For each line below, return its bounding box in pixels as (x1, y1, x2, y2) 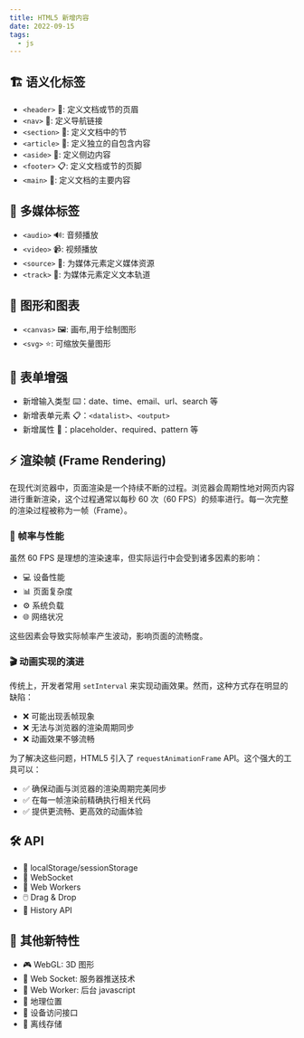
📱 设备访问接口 (22, 1006, 79, 1018)
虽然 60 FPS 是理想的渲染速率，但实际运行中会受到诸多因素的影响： (9, 552, 263, 563)
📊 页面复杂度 (22, 586, 73, 596)
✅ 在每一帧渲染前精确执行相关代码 (22, 794, 151, 805)
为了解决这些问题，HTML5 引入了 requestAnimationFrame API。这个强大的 (9, 752, 284, 763)
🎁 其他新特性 (9, 933, 80, 948)
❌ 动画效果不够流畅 (22, 733, 95, 744)
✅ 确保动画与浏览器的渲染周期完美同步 (22, 783, 167, 794)
